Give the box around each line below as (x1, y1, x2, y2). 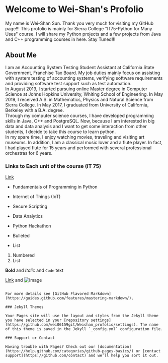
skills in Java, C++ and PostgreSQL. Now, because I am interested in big (5, 117, 155, 124)
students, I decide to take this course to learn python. (5, 129, 116, 135)
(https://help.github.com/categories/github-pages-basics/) (5, 349, 134, 354)
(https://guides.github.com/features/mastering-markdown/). (5, 296, 134, 301)
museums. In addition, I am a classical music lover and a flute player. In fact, (5, 139, 162, 145)
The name (140, 322, 158, 327)
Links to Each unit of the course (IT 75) (5, 162, 102, 169)
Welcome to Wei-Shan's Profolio (5, 4, 144, 15)
